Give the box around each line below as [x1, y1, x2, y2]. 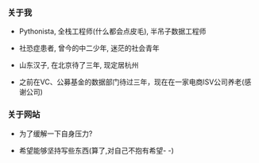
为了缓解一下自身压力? [18, 129, 93, 138]
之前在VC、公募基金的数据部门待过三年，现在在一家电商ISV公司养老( [18, 77, 245, 87]
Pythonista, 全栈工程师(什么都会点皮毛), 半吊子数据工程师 [18, 26, 207, 37]
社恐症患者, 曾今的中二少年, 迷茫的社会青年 [18, 44, 160, 53]
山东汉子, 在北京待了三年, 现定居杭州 [18, 60, 139, 70]
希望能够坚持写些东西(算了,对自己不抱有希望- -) [18, 146, 174, 155]
